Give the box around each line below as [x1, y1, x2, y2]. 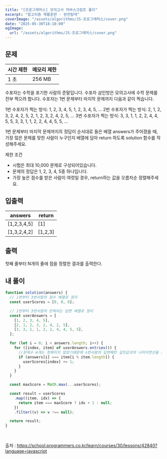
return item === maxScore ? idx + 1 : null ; [18, 400, 112, 405]
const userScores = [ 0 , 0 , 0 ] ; [9, 300, 75, 305]
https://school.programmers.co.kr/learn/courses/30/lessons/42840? [16, 443, 158, 449]
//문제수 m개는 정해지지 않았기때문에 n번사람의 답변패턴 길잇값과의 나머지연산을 [18, 350, 159, 355]
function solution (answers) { [5, 290, 68, 296]
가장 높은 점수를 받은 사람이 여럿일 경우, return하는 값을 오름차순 [12, 174, 138, 180]
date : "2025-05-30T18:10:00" [5, 21, 66, 26]
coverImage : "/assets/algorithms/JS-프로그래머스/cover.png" [5, 16, 128, 21]
